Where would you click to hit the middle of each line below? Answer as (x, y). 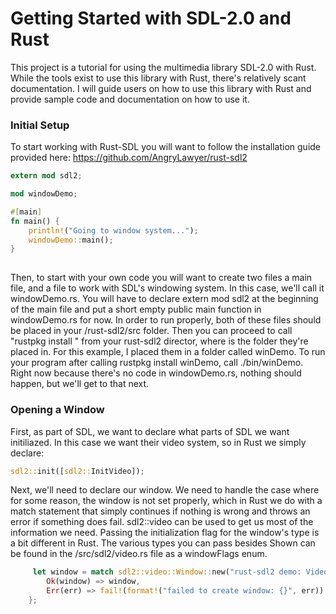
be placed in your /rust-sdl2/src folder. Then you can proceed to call (151, 331)
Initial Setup (40, 125)
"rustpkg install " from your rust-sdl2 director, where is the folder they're (159, 341)
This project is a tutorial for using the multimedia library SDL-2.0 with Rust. (163, 67)
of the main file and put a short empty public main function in (136, 309)
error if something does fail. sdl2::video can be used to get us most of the (162, 522)
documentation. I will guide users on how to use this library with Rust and (161, 88)
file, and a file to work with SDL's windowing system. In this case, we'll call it (167, 288)
